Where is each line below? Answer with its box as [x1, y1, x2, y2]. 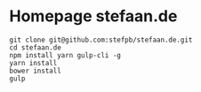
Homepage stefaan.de [9, 6, 178, 27]
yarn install [9, 58, 58, 67]
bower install [9, 66, 62, 75]
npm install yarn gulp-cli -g [9, 50, 122, 59]
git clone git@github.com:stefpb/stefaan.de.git [9, 35, 193, 44]
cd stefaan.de [9, 42, 62, 52]
